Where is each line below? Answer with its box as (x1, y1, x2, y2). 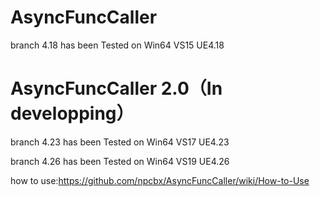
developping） (10, 102, 135, 125)
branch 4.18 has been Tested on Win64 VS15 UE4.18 (10, 39, 225, 51)
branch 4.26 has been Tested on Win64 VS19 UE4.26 (10, 155, 230, 167)
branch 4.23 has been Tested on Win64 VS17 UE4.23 (10, 136, 230, 148)
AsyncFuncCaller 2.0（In (10, 77, 223, 100)
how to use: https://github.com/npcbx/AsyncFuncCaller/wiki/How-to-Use (10, 174, 310, 186)
